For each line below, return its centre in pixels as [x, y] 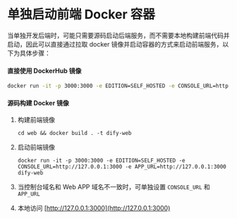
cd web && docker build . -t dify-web [74, 134]
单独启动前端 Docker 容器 [81, 14]
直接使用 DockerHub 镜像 [44, 71]
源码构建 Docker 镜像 [38, 102]
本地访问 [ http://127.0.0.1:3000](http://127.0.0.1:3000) [94, 208]
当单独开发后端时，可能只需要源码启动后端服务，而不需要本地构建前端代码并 [119, 35]
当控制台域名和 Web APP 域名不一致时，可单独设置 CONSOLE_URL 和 [114, 187]
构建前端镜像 [36, 120]
